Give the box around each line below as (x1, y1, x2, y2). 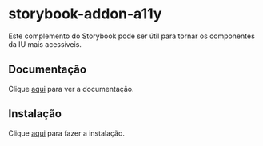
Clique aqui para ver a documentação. (8, 84, 134, 93)
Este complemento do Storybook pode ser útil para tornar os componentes (8, 31, 256, 41)
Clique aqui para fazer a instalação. (8, 128, 126, 138)
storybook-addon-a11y (8, 5, 162, 23)
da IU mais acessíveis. (8, 39, 82, 49)
